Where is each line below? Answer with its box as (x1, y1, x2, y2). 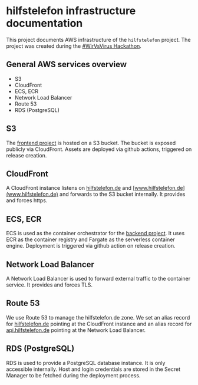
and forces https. (6, 197, 48, 204)
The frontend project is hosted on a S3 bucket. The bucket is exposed (6, 139, 176, 146)
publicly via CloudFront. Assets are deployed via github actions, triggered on (6, 146, 192, 153)
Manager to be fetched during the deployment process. (6, 371, 141, 379)
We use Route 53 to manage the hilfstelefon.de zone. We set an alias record (6, 314, 190, 321)
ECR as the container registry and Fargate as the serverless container (6, 236, 175, 243)
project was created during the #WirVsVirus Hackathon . (6, 42, 141, 50)
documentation (6, 17, 83, 30)
